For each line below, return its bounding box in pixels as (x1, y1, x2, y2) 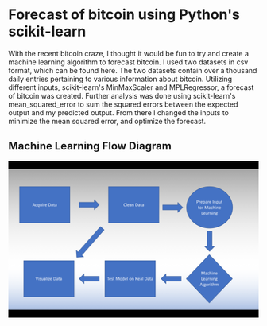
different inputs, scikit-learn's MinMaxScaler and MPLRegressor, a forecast (8, 82, 254, 92)
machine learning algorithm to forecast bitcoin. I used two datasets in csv (8, 57, 249, 67)
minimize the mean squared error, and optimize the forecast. (8, 116, 207, 126)
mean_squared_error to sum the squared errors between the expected (8, 99, 238, 109)
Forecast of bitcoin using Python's (8, 6, 240, 24)
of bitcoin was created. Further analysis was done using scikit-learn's (8, 91, 236, 100)
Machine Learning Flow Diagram (8, 139, 172, 153)
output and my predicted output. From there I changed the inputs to (8, 107, 229, 117)
